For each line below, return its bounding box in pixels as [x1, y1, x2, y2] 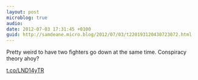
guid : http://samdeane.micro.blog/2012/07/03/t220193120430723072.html [6, 32, 192, 38]
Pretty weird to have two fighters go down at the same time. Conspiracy [6, 48, 187, 56]
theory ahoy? [6, 55, 40, 62]
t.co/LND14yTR [6, 67, 44, 74]
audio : [6, 20, 23, 26]
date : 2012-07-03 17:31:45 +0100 [6, 26, 91, 32]
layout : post [6, 9, 40, 15]
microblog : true [6, 15, 48, 21]
